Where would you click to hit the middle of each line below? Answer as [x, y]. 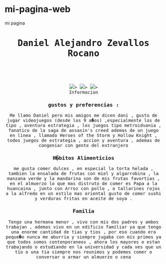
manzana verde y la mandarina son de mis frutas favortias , [83, 179]
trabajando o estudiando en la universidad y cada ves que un [83, 247]
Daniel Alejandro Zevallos [83, 43]
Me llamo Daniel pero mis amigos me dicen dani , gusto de [83, 115]
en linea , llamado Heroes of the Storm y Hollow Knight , [83, 135]
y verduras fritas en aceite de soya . [83, 199]
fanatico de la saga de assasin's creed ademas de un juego [83, 130]
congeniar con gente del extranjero [83, 145]
